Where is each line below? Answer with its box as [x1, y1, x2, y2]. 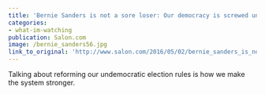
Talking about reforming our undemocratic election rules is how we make [8, 70, 246, 79]
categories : [8, 19, 47, 27]
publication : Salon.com [8, 33, 87, 42]
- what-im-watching [8, 26, 73, 34]
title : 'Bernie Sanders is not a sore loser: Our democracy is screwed [8, 11, 248, 20]
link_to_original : [8, 48, 69, 56]
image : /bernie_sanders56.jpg [8, 41, 108, 49]
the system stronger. [8, 78, 76, 87]
